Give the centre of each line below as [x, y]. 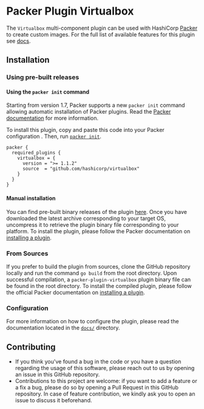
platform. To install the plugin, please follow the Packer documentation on [98, 231]
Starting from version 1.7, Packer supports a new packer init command [96, 105]
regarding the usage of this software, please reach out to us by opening [105, 368]
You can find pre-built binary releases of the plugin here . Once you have [97, 211]
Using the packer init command [48, 92]
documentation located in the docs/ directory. [63, 328]
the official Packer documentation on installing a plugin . [76, 292]
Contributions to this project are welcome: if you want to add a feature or [106, 381]
